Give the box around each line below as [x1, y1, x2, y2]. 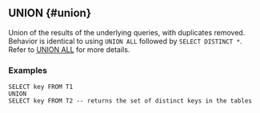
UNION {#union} [8, 6, 92, 20]
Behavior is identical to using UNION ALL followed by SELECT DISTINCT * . [8, 36, 242, 46]
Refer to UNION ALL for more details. [8, 44, 130, 54]
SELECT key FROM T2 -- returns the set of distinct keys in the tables [8, 97, 252, 105]
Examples [8, 64, 48, 75]
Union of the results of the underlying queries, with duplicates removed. [8, 27, 246, 37]
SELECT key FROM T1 [8, 83, 74, 91]
